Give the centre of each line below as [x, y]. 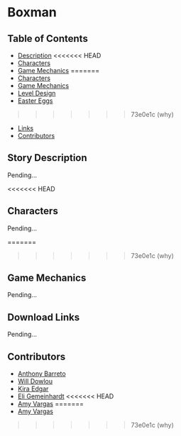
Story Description [47, 158]
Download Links [44, 317]
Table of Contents [48, 39]
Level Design [37, 93]
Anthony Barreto [42, 374]
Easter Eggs [35, 101]
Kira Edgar [33, 389]
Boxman [32, 12]
